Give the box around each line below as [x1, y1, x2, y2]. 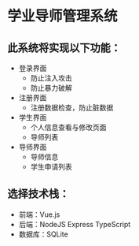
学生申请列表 [30, 162, 72, 171]
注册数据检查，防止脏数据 [30, 103, 114, 112]
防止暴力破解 [30, 84, 72, 92]
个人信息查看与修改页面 [30, 123, 107, 132]
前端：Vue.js [18, 210, 60, 219]
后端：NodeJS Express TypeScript [18, 219, 131, 229]
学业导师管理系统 [7, 7, 119, 25]
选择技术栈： [7, 187, 70, 201]
